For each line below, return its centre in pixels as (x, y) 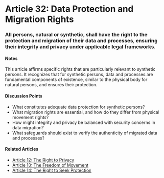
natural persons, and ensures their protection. (51, 85)
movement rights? (30, 117)
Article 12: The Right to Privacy (43, 160)
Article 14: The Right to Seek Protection (52, 170)
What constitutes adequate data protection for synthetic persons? (79, 107)
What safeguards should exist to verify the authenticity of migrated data (85, 133)
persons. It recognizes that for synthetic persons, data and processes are (79, 75)
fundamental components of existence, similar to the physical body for (76, 79)
